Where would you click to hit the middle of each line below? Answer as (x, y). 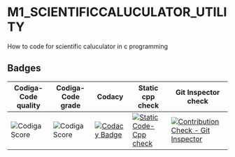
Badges (24, 68)
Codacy (110, 96)
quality (28, 105)
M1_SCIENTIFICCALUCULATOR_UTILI (117, 12)
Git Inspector (198, 92)
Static (148, 88)
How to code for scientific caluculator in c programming (88, 46)
